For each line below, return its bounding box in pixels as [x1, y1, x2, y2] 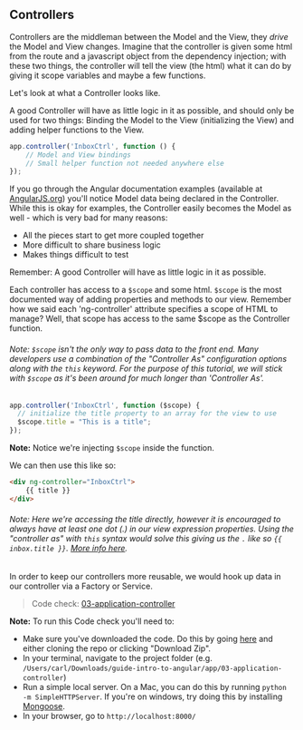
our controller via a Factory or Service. [9, 580, 154, 591]
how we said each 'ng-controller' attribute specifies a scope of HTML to [9, 304, 279, 315]
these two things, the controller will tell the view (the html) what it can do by [9, 60, 292, 71]
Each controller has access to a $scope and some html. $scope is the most [9, 285, 282, 296]
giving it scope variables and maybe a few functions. [9, 70, 206, 81]
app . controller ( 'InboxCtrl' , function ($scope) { [9, 401, 201, 410]
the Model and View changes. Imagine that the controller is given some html [9, 41, 293, 52]
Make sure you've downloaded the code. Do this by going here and [22, 633, 273, 644]
